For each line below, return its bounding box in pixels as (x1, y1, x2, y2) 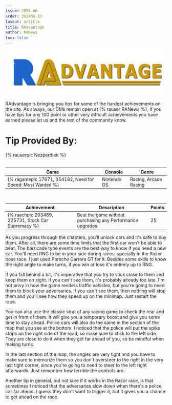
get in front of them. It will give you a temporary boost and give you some (5, 314, 160, 320)
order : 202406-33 (5, 13, 42, 19)
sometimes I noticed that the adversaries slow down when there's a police (5, 382, 162, 389)
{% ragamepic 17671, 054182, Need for (7, 176, 94, 182)
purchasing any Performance (77, 217, 138, 224)
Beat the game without (77, 212, 125, 218)
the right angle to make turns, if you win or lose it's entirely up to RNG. (5, 261, 154, 268)
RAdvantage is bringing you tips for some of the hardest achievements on (5, 100, 161, 107)
